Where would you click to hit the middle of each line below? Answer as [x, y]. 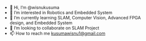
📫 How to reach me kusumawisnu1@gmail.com [57, 33]
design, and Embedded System [41, 23]
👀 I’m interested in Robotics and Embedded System [61, 13]
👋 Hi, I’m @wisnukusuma [35, 7]
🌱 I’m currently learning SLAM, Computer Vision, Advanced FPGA [75, 18]
